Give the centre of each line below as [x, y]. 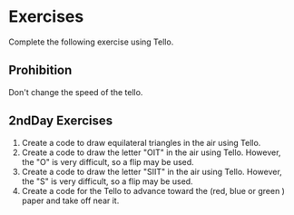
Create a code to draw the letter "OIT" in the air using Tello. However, [151, 152]
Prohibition [40, 70]
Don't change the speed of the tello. [76, 92]
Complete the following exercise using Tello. [91, 42]
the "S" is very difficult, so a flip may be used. [107, 181]
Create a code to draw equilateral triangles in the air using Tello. [141, 142]
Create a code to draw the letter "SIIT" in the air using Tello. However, [152, 171]
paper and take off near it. [70, 200]
